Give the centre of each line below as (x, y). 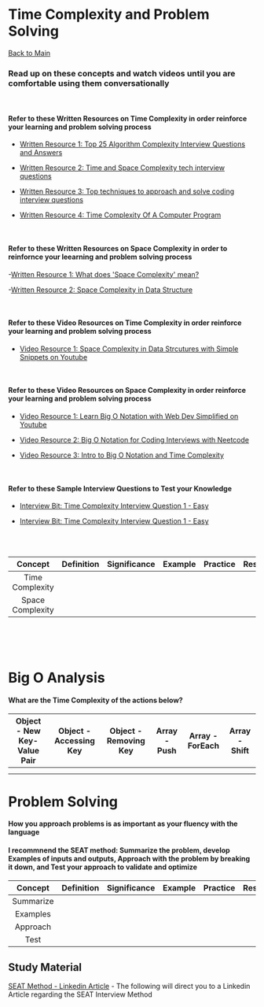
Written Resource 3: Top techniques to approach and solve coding (127, 191)
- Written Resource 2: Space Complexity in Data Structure (101, 290)
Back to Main (29, 53)
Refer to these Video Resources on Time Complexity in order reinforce (125, 323)
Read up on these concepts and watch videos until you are (122, 73)
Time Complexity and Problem (109, 15)
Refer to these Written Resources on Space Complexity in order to (118, 249)
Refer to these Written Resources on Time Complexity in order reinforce (128, 118)
